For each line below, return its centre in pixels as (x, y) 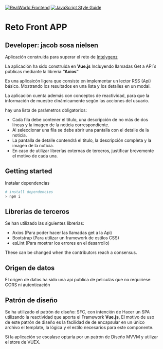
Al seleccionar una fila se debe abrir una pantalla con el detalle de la (81, 130)
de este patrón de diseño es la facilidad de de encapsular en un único (75, 322)
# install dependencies (29, 192)
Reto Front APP (36, 27)
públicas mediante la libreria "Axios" (42, 71)
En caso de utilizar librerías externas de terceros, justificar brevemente (83, 151)
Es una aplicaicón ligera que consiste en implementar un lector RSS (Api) (78, 81)
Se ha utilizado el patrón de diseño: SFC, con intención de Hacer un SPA (77, 312)
